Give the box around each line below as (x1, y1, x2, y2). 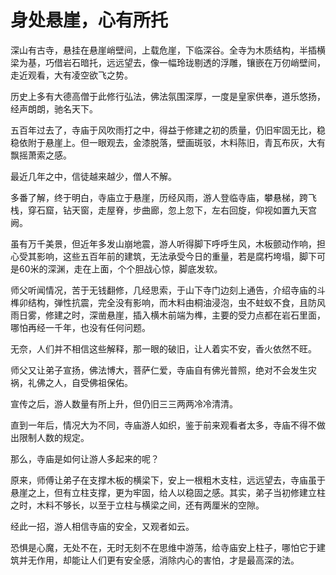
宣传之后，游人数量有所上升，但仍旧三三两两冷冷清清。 (10, 397, 238, 410)
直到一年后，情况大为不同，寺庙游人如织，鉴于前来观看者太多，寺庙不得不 (10, 419, 317, 431)
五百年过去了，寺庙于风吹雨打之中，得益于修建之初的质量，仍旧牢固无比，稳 (10, 124, 326, 136)
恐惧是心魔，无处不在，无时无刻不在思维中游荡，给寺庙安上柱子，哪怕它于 (10, 541, 317, 553)
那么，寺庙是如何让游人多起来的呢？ (10, 452, 160, 465)
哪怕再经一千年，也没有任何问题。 (10, 321, 151, 333)
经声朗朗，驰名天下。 (10, 102, 98, 115)
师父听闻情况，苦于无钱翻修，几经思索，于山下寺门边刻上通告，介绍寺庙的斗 (10, 284, 326, 296)
